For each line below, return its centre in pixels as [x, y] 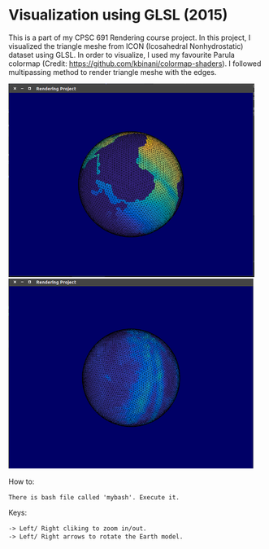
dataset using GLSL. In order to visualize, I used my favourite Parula [122, 55]
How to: [22, 481]
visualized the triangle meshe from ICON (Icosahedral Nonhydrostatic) [126, 46]
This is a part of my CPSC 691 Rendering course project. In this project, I [130, 37]
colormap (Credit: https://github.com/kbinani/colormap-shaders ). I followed [135, 64]
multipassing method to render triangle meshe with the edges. [113, 72]
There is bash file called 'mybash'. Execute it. [94, 497]
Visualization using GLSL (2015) [118, 15]
